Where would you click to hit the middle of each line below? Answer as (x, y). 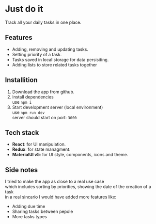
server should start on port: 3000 (44, 117)
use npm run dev (28, 112)
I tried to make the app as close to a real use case (55, 182)
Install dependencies (33, 97)
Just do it (24, 9)
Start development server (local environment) (57, 107)
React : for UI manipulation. (39, 144)
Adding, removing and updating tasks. (50, 49)
